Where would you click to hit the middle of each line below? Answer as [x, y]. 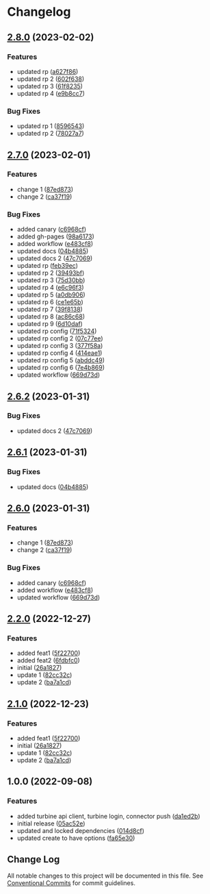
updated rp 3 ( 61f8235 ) [50, 86]
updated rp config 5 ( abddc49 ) [61, 360]
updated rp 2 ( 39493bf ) [51, 273]
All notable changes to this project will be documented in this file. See [105, 876]
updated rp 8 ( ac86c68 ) [51, 316]
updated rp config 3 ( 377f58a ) [60, 346]
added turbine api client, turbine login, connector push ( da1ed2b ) [108, 816]
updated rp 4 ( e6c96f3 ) [50, 288]
